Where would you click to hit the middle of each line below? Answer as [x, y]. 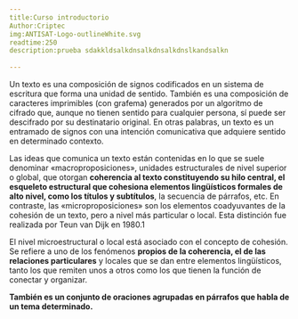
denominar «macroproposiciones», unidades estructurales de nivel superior [148, 168]
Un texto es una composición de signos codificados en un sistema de [137, 84]
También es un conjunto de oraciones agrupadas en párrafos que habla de [149, 297]
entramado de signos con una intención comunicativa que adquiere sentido [148, 131]
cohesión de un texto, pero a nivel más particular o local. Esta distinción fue [148, 215]
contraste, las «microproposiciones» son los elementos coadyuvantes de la [148, 205]
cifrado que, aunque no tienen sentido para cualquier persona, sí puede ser [148, 113]
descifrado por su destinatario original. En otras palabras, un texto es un [141, 122]
